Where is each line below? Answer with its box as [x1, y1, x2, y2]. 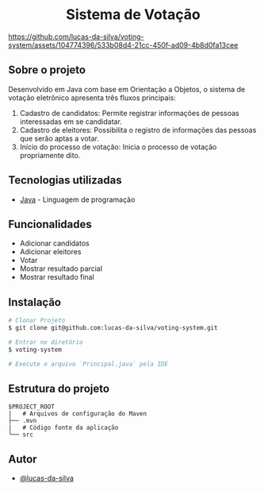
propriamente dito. [19, 150, 81, 160]
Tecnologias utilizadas [8, 173, 122, 188]
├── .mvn [8, 417, 37, 425]
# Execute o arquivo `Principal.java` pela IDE [8, 360, 169, 368]
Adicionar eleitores [19, 247, 82, 257]
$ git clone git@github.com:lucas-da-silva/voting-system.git [8, 324, 218, 332]
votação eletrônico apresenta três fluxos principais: [8, 93, 176, 102]
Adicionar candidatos [19, 238, 90, 248]
